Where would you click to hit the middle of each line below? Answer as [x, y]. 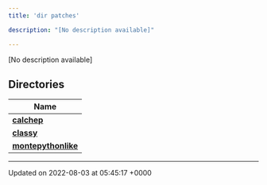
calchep [28, 120]
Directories [37, 84]
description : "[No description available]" [81, 30]
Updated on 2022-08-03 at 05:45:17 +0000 [80, 173]
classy [25, 133]
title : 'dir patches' [44, 15]
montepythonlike [45, 146]
